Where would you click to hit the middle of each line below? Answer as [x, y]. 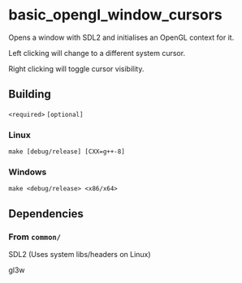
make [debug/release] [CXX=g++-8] [67, 152]
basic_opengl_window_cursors [115, 15]
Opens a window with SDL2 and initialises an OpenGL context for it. [121, 37]
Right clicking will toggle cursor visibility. [76, 69]
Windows [28, 172]
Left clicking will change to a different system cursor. [97, 53]
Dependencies [46, 214]
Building [30, 94]
